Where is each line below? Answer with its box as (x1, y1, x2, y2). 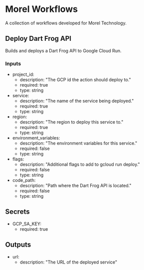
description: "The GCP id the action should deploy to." (19, 77, 131, 83)
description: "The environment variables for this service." (19, 140, 138, 146)
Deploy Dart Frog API (5, 34, 71, 43)
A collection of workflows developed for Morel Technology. (5, 20, 127, 26)
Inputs (5, 60, 21, 67)
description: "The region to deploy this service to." (19, 119, 124, 125)
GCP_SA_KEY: (12, 221, 41, 227)
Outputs (5, 241, 31, 249)
